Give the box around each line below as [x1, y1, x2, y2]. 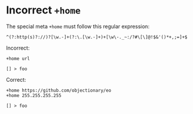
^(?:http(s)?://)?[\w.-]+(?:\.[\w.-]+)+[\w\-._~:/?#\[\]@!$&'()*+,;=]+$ [6, 34, 188, 40]
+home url [6, 56, 31, 61]
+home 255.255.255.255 [6, 92, 62, 98]
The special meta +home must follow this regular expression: [6, 23, 150, 30]
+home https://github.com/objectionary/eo [6, 87, 111, 94]
